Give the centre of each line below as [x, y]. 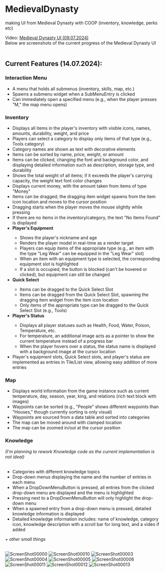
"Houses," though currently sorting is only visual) [62, 412]
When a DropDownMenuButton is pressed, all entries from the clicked [83, 487]
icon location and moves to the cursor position [59, 202]
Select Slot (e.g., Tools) [43, 310]
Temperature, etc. [38, 330]
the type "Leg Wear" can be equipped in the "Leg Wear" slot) [82, 253]
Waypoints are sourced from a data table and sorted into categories [81, 417]
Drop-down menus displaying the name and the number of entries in [82, 477]
